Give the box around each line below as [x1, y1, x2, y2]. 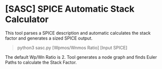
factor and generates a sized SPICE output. [5, 35, 93, 41]
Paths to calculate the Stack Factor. [5, 59, 77, 65]
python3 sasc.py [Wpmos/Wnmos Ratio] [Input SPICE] [17, 45, 128, 50]
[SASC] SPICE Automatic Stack [5, 3, 134, 15]
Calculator [5, 14, 49, 25]
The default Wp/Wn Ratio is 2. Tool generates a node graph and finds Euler [5, 54, 158, 60]
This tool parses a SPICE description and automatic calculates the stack [5, 30, 151, 36]
